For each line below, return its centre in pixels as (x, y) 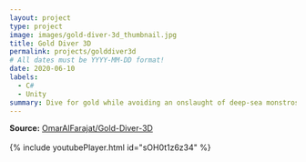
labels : (24, 77)
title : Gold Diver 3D (51, 43)
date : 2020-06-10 (42, 69)
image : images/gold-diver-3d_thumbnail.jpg (93, 35)
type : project (36, 26)
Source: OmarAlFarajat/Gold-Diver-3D (81, 128)
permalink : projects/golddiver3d (73, 52)
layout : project (40, 18)
